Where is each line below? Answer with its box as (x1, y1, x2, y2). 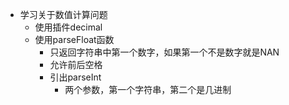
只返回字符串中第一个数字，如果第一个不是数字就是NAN (49, 46, 280, 58)
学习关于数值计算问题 (19, 9, 108, 20)
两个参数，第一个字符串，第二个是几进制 (64, 84, 232, 95)
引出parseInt (49, 71, 102, 83)
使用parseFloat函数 (34, 34, 115, 45)
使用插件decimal (34, 21, 103, 33)
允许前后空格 (49, 59, 103, 70)
